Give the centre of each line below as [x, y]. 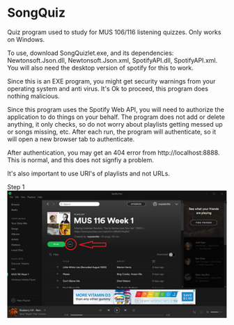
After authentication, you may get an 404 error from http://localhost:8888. [114, 152]
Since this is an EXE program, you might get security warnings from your [111, 81]
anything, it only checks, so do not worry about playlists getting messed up [115, 124]
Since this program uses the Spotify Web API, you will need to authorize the [116, 109]
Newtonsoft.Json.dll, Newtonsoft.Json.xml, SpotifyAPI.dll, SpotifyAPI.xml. [112, 60]
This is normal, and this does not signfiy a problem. [81, 160]
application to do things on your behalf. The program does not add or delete [116, 117]
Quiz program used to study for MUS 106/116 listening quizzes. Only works [114, 32]
